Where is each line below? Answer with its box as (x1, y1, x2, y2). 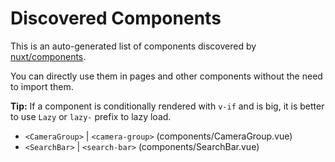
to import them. (10, 80, 74, 92)
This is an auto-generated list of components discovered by (10, 40, 257, 52)
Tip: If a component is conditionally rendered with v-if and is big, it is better (10, 100, 325, 112)
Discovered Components (10, 7, 222, 30)
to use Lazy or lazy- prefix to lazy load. (10, 110, 172, 122)
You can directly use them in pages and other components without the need (10, 70, 323, 82)
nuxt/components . (10, 50, 87, 62)
